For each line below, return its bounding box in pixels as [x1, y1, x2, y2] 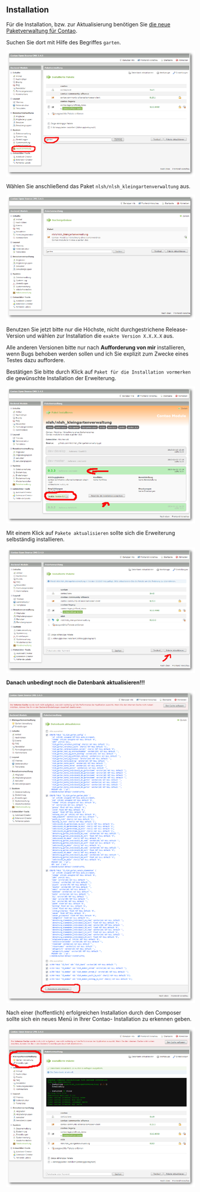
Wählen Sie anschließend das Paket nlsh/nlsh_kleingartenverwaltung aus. [6, 183, 190, 190]
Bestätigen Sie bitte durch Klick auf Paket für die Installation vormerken [6, 368, 191, 375]
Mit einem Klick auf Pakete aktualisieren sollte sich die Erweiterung [6, 529, 175, 537]
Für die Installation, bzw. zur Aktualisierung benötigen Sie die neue [6, 20, 171, 28]
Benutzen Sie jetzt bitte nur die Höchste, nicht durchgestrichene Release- [6, 326, 188, 333]
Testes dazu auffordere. [6, 356, 65, 363]
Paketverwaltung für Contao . [6, 27, 78, 34]
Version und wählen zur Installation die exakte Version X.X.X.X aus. [6, 332, 174, 339]
